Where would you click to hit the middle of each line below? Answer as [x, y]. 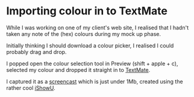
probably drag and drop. [36, 51]
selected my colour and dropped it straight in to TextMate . [78, 69]
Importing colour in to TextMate [87, 11]
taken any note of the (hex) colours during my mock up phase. [84, 34]
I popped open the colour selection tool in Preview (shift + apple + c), [92, 63]
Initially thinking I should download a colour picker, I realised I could [90, 46]
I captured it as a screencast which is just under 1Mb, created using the [95, 81]
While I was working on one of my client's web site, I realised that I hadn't [97, 28]
